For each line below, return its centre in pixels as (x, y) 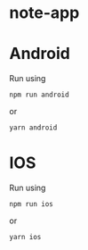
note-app (44, 13)
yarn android (33, 128)
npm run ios (31, 204)
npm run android (39, 95)
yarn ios (25, 237)
